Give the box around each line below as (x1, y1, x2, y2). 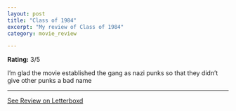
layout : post (7, 10, 46, 18)
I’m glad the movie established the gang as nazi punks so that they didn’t (7, 69, 218, 77)
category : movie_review (7, 30, 77, 37)
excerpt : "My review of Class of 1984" (7, 23, 124, 30)
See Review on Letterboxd (7, 96, 84, 105)
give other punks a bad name (7, 77, 92, 85)
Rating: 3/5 (7, 55, 41, 64)
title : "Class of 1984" (7, 17, 77, 24)
